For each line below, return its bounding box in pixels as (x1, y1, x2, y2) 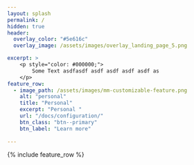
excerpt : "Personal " (19, 106, 82, 113)
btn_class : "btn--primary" (19, 119, 98, 126)
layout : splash (7, 10, 51, 17)
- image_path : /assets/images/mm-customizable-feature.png (13, 87, 188, 94)
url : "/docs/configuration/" (19, 113, 104, 119)
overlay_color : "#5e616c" (13, 36, 89, 43)
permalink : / (7, 17, 45, 23)
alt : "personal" (19, 93, 67, 100)
